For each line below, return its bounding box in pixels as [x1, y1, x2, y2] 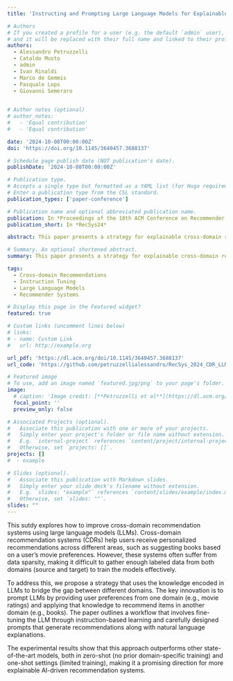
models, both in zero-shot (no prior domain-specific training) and [37, 651, 223, 659]
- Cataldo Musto [13, 55, 60, 63]
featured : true [7, 310, 51, 317]
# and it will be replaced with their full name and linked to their [7, 35, 213, 42]
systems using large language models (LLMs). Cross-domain [7, 528, 182, 536]
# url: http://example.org [7, 342, 92, 349]
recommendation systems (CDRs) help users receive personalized [7, 536, 196, 544]
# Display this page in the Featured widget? [7, 304, 141, 311]
